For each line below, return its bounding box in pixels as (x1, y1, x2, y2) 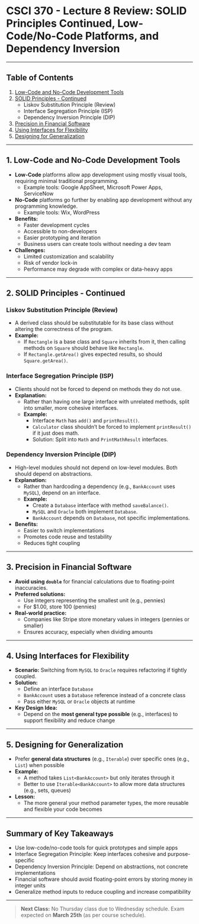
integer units (14, 882, 46, 889)
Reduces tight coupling (23, 539, 81, 546)
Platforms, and (85, 30, 159, 43)
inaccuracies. (14, 584, 48, 591)
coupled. (14, 673, 37, 680)
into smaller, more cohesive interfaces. (23, 404, 118, 411)
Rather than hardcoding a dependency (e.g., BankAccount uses (23, 483, 176, 490)
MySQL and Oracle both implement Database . (32, 508, 138, 515)
